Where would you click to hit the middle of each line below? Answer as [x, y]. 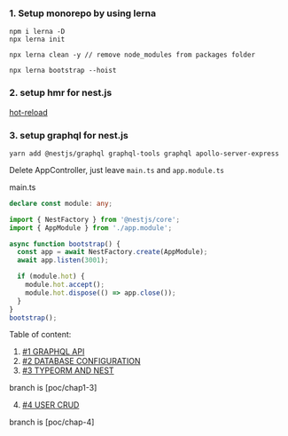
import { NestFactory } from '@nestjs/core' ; [94, 219]
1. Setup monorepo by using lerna [83, 13]
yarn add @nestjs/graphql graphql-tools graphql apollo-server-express [144, 154]
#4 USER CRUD [51, 405]
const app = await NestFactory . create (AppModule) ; [113, 252]
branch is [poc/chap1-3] [53, 388]
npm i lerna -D [37, 32]
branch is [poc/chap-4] [52, 422]
